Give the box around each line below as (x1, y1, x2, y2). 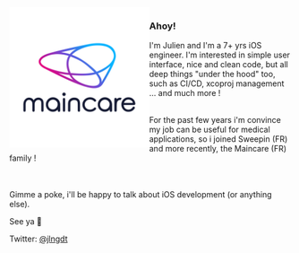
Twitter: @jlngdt (9, 233, 68, 244)
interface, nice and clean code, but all (149, 59, 288, 70)
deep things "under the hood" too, (149, 69, 276, 80)
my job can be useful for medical (149, 124, 270, 135)
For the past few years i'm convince (149, 115, 282, 126)
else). (9, 199, 30, 210)
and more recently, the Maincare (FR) (149, 144, 287, 154)
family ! (9, 153, 37, 163)
